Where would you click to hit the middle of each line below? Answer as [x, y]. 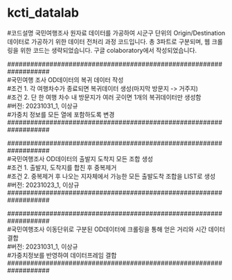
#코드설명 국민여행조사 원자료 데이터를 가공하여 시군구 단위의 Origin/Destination [116, 33]
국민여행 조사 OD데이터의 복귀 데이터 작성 [67, 80]
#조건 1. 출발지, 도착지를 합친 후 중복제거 [62, 167]
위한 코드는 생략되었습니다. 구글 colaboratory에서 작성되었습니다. [108, 50]
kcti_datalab [43, 13]
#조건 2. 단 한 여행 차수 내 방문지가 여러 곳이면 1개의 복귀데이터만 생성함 [104, 97]
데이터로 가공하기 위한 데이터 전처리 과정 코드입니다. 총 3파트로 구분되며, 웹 [109, 41]
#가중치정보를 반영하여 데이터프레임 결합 [62, 255]
